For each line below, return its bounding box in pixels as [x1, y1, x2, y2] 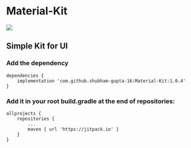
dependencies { [6, 73, 44, 78]
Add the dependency [6, 59, 69, 67]
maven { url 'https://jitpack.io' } [28, 126, 119, 132]
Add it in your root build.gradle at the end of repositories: [6, 97, 175, 105]
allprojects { [6, 110, 42, 116]
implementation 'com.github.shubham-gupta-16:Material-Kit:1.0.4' [17, 78, 186, 84]
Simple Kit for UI [6, 41, 68, 52]
